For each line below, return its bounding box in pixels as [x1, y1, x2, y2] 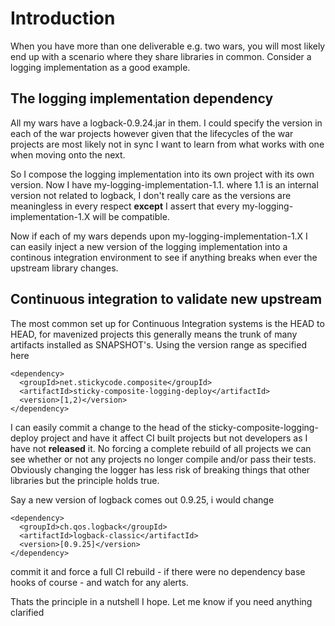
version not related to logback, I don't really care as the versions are [10, 189, 292, 201]
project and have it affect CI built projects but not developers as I [40, 432, 308, 444]
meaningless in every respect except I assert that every [10, 200, 240, 212]
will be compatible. [92, 210, 170, 222]
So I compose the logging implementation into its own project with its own [10, 168, 315, 180]
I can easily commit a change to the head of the [10, 421, 207, 433]
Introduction [10, 7, 116, 30]
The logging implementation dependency [10, 90, 274, 107]
